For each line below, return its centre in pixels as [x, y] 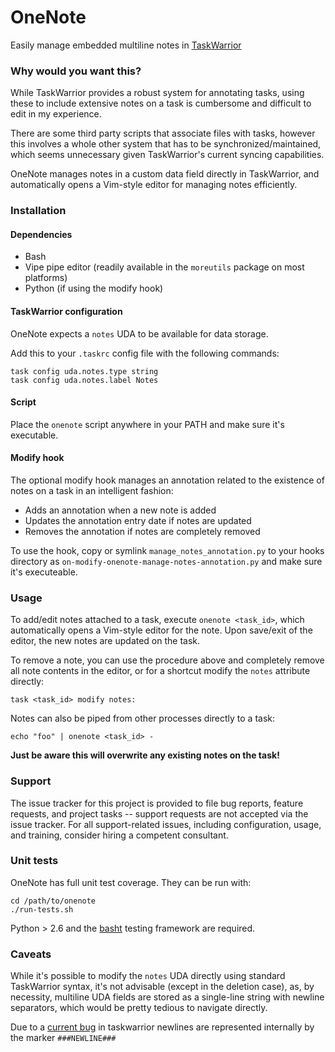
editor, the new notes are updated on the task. [105, 641]
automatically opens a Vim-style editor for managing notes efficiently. [154, 185]
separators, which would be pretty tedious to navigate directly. [139, 1008]
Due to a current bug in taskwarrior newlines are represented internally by [162, 1027]
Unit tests [34, 861]
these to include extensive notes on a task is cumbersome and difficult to [161, 103]
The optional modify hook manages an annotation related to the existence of [167, 480]
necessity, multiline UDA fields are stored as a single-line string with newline [167, 997]
